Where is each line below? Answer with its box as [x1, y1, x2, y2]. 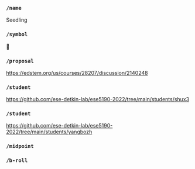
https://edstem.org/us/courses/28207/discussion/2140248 [6, 69, 148, 76]
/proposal [6, 57, 34, 64]
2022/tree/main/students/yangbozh [6, 128, 93, 136]
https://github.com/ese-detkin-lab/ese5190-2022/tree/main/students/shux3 [6, 96, 189, 103]
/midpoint [6, 143, 34, 150]
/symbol [6, 31, 28, 38]
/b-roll [6, 157, 28, 164]
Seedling [6, 16, 28, 23]
